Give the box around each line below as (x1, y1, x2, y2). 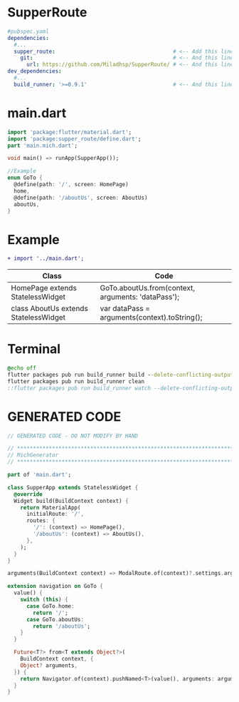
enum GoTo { (7, 174, 43, 182)
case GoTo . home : (26, 602, 75, 610)
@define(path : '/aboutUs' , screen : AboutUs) (14, 194, 148, 201)
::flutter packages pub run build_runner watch (7, 385, 152, 392)
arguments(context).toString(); (100, 312, 203, 322)
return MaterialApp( (20, 504, 81, 511)
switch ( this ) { (20, 596, 69, 604)
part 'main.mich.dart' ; (7, 142, 78, 149)
